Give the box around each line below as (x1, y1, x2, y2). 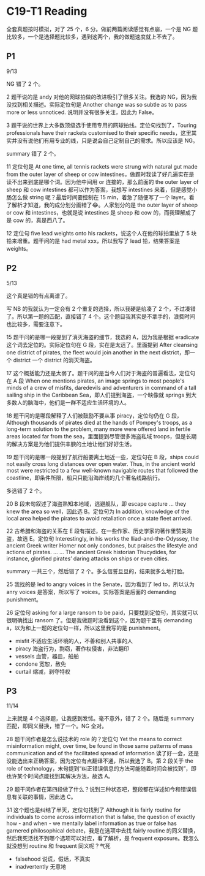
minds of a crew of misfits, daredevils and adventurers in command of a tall (6, 384, 197, 391)
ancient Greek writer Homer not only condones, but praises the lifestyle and (6, 541, 198, 549)
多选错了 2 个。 (6, 487, 45, 494)
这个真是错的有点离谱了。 (6, 292, 71, 299)
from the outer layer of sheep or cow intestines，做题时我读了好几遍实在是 (6, 170, 195, 178)
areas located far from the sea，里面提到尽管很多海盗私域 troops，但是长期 (6, 432, 197, 440)
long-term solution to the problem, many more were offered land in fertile (6, 425, 191, 433)
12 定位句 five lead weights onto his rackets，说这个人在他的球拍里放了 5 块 (6, 229, 197, 237)
